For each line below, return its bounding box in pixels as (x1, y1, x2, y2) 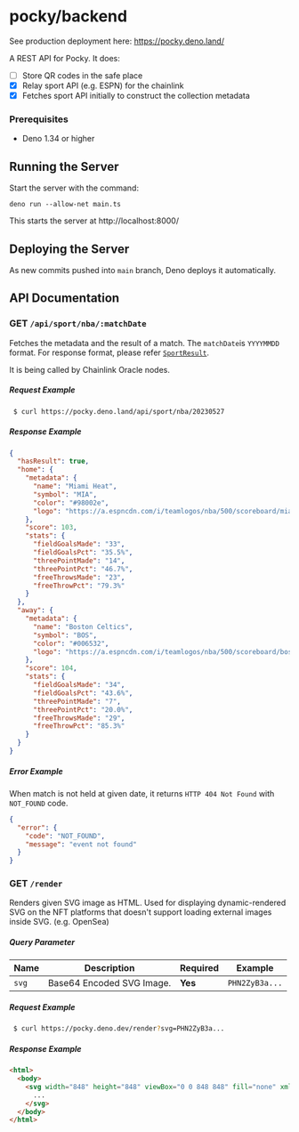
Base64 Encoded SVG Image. (47, 977, 172, 990)
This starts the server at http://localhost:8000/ (9, 215, 180, 226)
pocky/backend (9, 6, 127, 27)
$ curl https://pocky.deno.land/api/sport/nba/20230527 (12, 407, 225, 416)
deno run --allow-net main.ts (9, 200, 122, 209)
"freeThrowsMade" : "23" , (32, 572, 125, 582)
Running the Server (9, 158, 119, 174)
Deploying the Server (9, 241, 130, 256)
